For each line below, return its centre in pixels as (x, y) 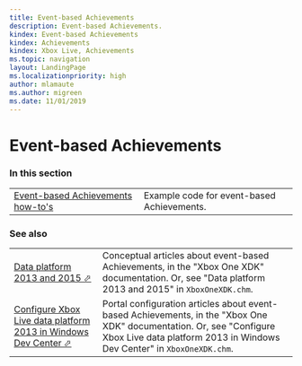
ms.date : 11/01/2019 (48, 101)
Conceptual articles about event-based (186, 256)
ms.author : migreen (46, 92)
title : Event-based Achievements (72, 17)
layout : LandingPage (48, 68)
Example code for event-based (209, 196)
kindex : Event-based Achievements (74, 34)
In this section (41, 173)
